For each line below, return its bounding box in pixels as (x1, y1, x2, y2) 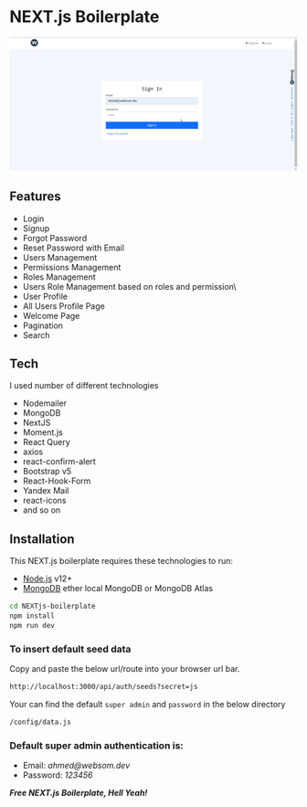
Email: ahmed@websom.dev (22, 760, 131, 771)
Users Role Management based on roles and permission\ (22, 281, 237, 292)
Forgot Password (22, 232, 88, 243)
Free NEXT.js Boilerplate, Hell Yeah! (9, 788, 148, 799)
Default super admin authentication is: (9, 738, 185, 751)
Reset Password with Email (22, 242, 125, 253)
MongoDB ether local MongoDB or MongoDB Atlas (22, 583, 213, 594)
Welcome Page (22, 310, 80, 321)
